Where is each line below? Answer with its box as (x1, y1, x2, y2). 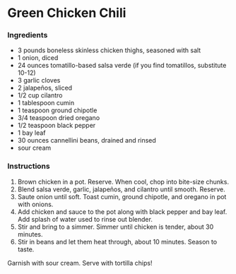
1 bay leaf (17, 129, 46, 137)
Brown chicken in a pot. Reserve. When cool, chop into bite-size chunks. (17, 177, 230, 186)
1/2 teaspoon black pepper (17, 121, 96, 130)
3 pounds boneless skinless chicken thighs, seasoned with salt (17, 46, 201, 54)
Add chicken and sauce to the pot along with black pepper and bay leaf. (17, 207, 228, 216)
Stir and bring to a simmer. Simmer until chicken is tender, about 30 (17, 222, 214, 231)
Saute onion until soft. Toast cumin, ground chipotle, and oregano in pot (17, 192, 227, 201)
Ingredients (7, 30, 48, 40)
